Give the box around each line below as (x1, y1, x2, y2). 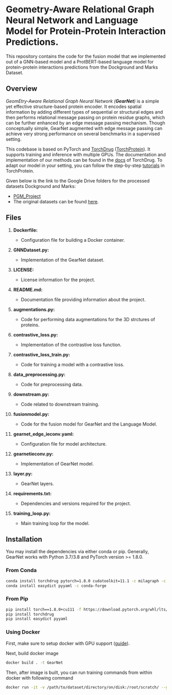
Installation (6, 535, 42, 543)
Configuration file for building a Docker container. (20, 237, 125, 243)
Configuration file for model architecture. (20, 440, 107, 447)
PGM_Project (13, 193, 41, 199)
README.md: (13, 286, 43, 292)
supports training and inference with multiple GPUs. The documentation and (6, 151, 166, 157)
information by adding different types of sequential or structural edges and (6, 109, 163, 115)
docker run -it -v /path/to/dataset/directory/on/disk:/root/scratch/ (6, 685, 159, 690)
